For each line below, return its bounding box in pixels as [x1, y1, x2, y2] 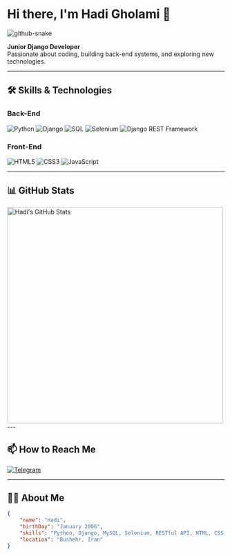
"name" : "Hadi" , [19, 517, 67, 524]
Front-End [7, 142, 42, 151]
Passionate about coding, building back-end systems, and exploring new [7, 50, 214, 58]
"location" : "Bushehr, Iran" [19, 536, 104, 543]
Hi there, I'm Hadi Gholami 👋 [7, 6, 171, 22]
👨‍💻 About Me [7, 492, 65, 503]
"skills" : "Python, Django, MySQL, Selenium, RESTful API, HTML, [19, 529, 212, 537]
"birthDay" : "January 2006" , [19, 523, 104, 530]
